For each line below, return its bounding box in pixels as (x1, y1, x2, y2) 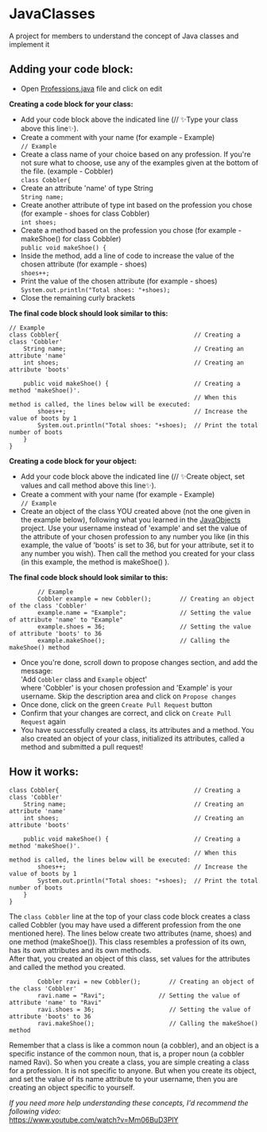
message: (20, 666, 53, 675)
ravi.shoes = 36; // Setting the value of (37, 1006, 251, 1013)
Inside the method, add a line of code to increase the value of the (20, 251, 234, 260)
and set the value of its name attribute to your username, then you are (9, 1074, 238, 1083)
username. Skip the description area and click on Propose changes (20, 691, 237, 701)
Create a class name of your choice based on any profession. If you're (20, 149, 251, 159)
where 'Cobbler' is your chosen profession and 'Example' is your (20, 683, 233, 692)
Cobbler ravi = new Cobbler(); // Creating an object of (37, 978, 255, 986)
